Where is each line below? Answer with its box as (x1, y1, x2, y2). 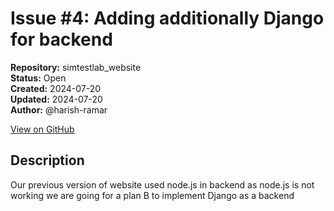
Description (10, 152, 85, 169)
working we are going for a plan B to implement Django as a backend (10, 189, 295, 201)
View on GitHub (10, 123, 75, 135)
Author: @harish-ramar (10, 103, 108, 116)
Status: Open (10, 72, 67, 84)
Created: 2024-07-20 (10, 82, 102, 94)
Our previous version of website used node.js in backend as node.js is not (10, 178, 315, 191)
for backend (10, 28, 113, 51)
